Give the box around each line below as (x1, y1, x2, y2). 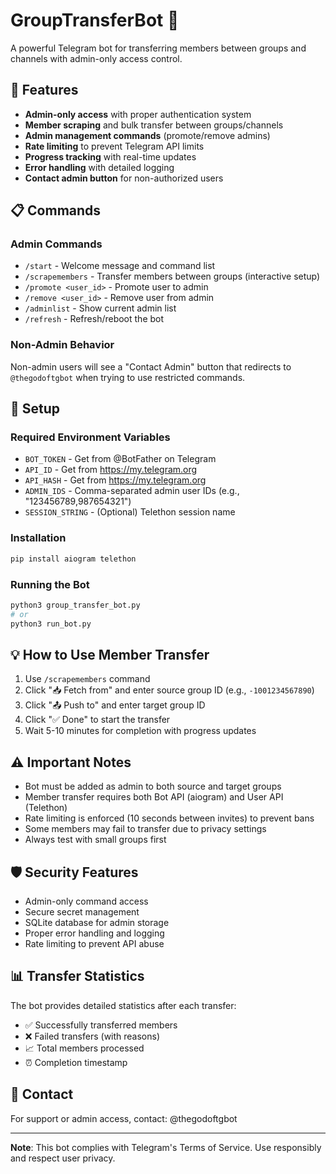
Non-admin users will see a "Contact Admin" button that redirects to (10, 360, 292, 373)
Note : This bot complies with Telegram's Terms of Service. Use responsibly (10, 1141, 322, 1153)
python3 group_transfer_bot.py (10, 600, 141, 610)
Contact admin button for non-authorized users (24, 172, 224, 184)
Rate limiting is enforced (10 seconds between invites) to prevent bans (24, 812, 315, 824)
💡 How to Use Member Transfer (10, 646, 210, 663)
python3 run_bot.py (10, 619, 92, 629)
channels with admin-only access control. (10, 52, 183, 64)
